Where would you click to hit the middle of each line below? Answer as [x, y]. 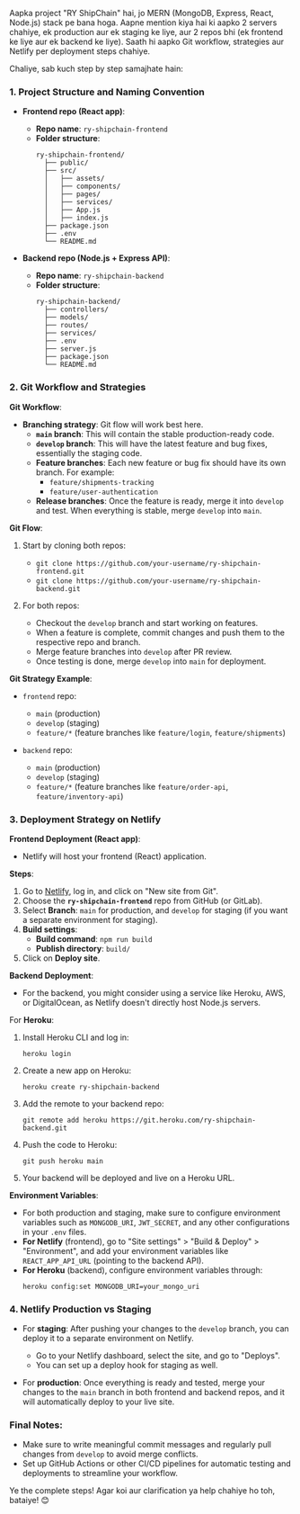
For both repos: [51, 605]
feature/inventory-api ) [79, 796]
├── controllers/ [76, 309]
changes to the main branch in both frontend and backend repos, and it [154, 1393]
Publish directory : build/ [83, 948]
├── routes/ [66, 326]
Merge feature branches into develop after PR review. [134, 651]
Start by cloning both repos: [74, 545]
